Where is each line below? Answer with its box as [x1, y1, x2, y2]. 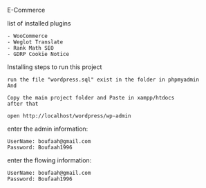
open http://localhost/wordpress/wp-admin [7, 113, 131, 120]
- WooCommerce [7, 32, 48, 39]
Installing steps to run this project [7, 63, 102, 71]
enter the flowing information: [7, 156, 92, 164]
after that [7, 100, 39, 107]
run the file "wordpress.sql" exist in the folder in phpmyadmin [7, 76, 199, 83]
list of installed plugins [7, 19, 71, 27]
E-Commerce [7, 6, 46, 14]
